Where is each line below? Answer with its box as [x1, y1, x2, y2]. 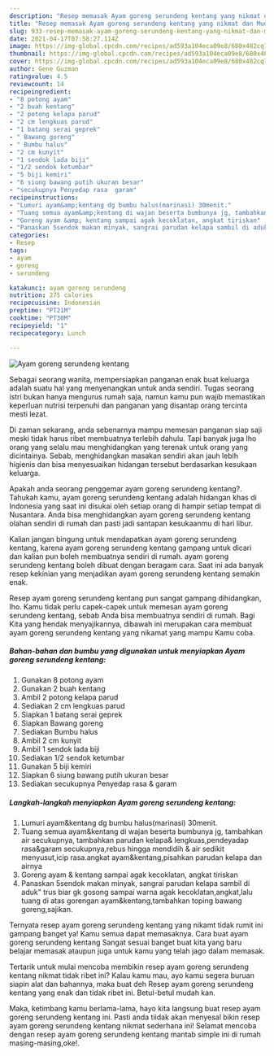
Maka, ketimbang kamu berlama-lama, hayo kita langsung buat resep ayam [9, 1004, 261, 1014]
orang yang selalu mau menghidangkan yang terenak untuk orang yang [9, 442, 249, 452]
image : [9, 42, 32, 50]
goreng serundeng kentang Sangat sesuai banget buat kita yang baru [9, 937, 242, 948]
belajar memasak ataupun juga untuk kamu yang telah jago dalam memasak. [9, 946, 265, 956]
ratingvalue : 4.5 [9, 72, 68, 81]
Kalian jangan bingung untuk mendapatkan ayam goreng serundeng [9, 534, 237, 543]
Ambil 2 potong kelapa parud [20, 692, 119, 702]
